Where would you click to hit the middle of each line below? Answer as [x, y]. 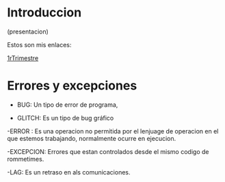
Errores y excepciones [72, 86]
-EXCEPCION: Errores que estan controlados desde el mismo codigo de [108, 151]
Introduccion [44, 13]
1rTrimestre [23, 58]
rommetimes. [26, 159]
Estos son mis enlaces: [39, 44]
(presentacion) [28, 31]
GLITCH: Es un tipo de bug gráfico [65, 118]
